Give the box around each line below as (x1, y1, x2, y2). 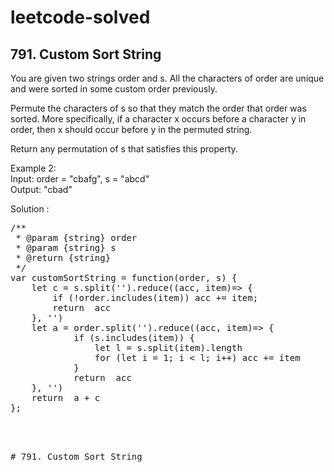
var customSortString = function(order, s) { (10, 272, 238, 283)
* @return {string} (15, 252, 112, 263)
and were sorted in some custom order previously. (10, 83, 218, 95)
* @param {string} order (15, 232, 138, 243)
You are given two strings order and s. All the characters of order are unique (10, 72, 325, 84)
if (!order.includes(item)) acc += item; (52, 292, 259, 303)
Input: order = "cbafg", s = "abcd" (10, 173, 150, 185)
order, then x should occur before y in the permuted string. (10, 124, 253, 135)
